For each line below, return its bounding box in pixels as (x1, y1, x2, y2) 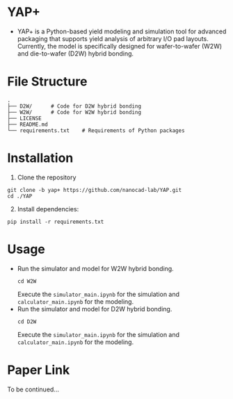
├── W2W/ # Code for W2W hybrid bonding (7, 108, 141, 115)
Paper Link (7, 362, 70, 377)
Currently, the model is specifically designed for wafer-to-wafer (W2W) (17, 42, 223, 50)
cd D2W (17, 318, 37, 325)
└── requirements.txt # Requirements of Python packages (7, 127, 186, 134)
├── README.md (7, 121, 49, 128)
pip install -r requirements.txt (7, 218, 104, 225)
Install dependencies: (17, 204, 79, 213)
